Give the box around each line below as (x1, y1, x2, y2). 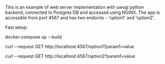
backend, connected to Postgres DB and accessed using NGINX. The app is (5, 9, 160, 15)
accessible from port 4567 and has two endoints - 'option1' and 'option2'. (5, 15, 155, 20)
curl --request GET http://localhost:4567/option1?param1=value (5, 44, 135, 49)
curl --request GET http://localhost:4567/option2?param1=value (5, 53, 135, 59)
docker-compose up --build (5, 34, 62, 40)
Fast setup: (5, 24, 28, 30)
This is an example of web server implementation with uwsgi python (5, 4, 145, 10)
